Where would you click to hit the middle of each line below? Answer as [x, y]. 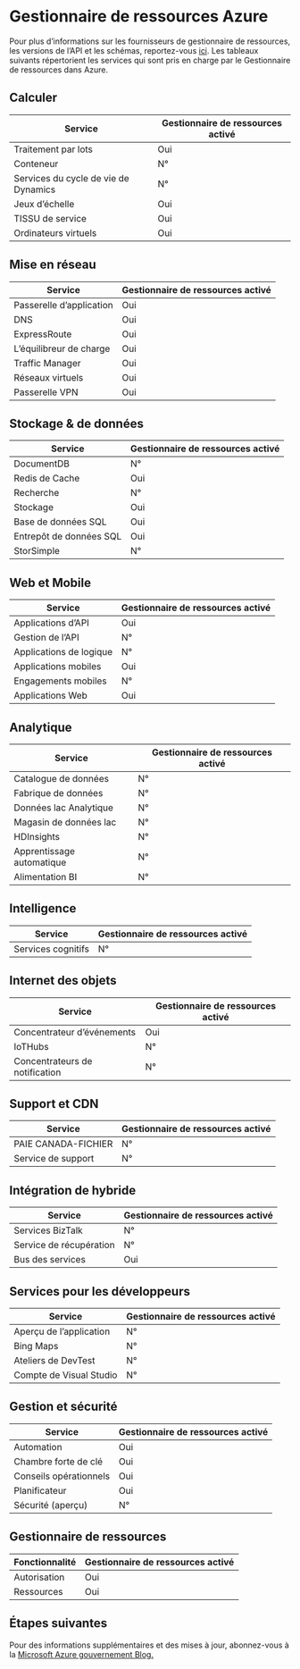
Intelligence [43, 909]
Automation [38, 1447]
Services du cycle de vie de [71, 178]
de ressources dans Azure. [59, 70]
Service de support [54, 1159]
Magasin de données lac [65, 822]
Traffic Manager [47, 363]
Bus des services [50, 1260]
